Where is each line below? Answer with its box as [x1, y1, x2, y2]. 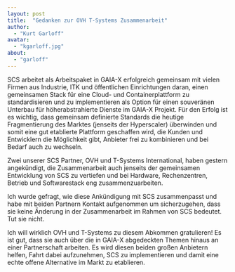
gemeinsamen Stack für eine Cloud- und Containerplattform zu [7, 90, 189, 98]
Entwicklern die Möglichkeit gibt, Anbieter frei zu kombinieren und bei [7, 135, 209, 143]
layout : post [7, 10, 46, 18]
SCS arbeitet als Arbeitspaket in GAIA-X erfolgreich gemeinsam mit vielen [7, 75, 220, 84]
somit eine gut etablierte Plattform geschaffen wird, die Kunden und [7, 127, 203, 136]
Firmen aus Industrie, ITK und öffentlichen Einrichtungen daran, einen [7, 82, 208, 91]
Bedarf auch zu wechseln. [7, 142, 83, 151]
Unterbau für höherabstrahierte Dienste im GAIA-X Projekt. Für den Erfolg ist [7, 105, 228, 113]
